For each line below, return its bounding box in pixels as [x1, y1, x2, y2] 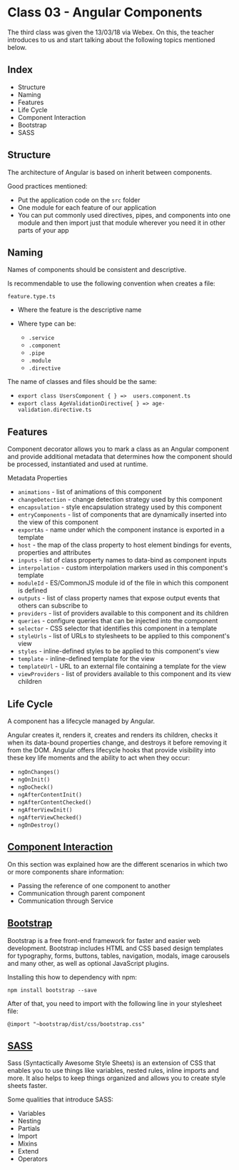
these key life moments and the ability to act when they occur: [7, 754, 190, 762]
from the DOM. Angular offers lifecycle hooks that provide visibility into [7, 746, 216, 754]
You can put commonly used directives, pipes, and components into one [17, 211, 230, 219]
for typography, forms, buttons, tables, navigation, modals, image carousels [7, 951, 230, 960]
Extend [17, 1147, 39, 1156]
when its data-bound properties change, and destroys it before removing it [7, 738, 227, 747]
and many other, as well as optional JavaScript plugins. [7, 959, 169, 967]
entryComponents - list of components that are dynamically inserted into [17, 510, 227, 519]
